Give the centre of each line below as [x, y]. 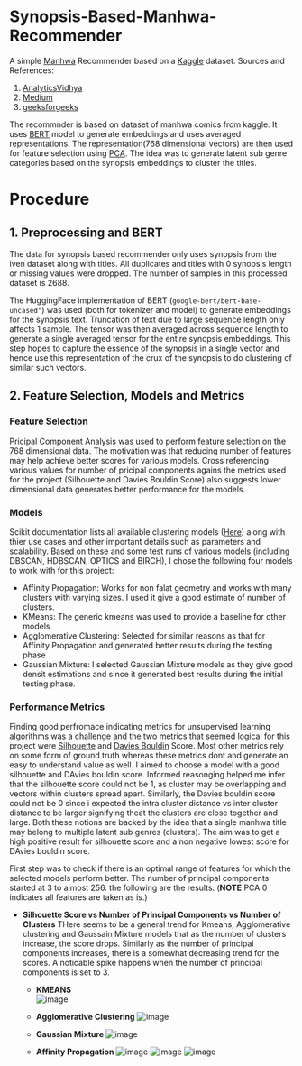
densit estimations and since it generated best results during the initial [153, 674]
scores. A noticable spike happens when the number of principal [142, 963]
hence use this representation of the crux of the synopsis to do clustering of [151, 357]
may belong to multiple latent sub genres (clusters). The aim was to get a [145, 832]
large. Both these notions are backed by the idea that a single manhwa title [148, 822]
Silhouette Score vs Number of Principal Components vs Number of [151, 915]
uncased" [26, 310]
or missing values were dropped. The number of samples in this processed [148, 273]
